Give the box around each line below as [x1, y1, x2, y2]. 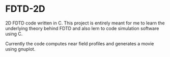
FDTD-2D [5, 3, 46, 15]
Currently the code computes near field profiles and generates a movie [5, 40, 154, 46]
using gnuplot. [5, 46, 36, 52]
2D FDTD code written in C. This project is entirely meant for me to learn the [5, 20, 165, 26]
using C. [5, 31, 23, 37]
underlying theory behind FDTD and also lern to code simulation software [5, 25, 159, 31]
